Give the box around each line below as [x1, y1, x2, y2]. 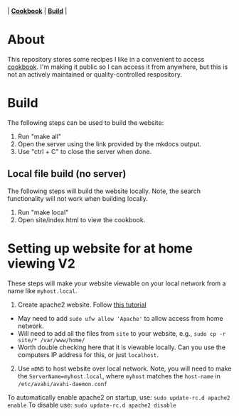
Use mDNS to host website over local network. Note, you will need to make [17, 364, 232, 373]
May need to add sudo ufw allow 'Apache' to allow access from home [17, 314, 223, 322]
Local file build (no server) [7, 168, 127, 180]
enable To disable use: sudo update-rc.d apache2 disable [7, 400, 176, 409]
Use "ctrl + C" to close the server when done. [17, 147, 152, 155]
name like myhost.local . [7, 286, 78, 295]
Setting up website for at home [7, 240, 193, 256]
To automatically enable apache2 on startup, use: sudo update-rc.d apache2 [7, 393, 230, 401]
